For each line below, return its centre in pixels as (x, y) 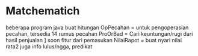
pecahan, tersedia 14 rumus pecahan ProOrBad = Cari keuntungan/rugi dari (99, 33)
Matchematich (43, 11)
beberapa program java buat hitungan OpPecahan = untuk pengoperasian (97, 27)
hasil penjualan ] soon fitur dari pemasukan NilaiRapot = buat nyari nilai (94, 40)
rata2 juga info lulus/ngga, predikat (49, 46)
